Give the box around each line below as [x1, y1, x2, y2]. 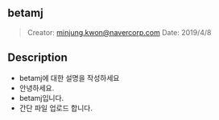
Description [7, 51, 68, 65]
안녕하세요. [19, 83, 55, 93]
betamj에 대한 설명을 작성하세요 [19, 73, 120, 82]
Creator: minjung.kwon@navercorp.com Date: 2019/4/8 [27, 27, 212, 37]
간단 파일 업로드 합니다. [19, 103, 93, 113]
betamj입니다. [19, 93, 64, 102]
